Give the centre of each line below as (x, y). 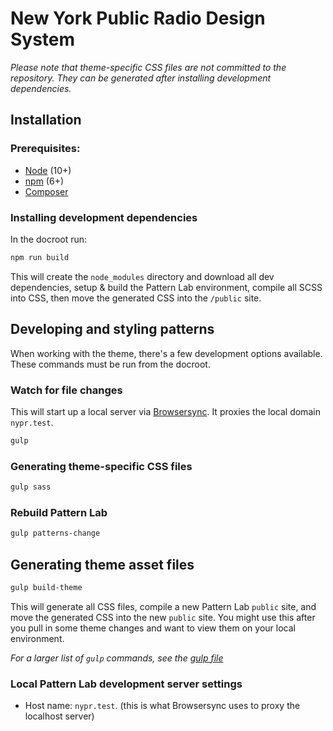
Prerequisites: (45, 149)
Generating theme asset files (102, 564)
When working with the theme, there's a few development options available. (166, 353)
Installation (46, 120)
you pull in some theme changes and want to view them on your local (153, 628)
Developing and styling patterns (112, 329)
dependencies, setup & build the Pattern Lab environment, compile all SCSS (166, 287)
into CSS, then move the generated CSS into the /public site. (136, 298)
